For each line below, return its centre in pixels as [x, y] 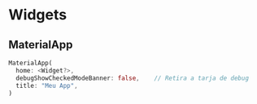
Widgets [38, 15]
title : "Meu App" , [47, 85]
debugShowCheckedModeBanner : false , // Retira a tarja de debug [133, 78]
